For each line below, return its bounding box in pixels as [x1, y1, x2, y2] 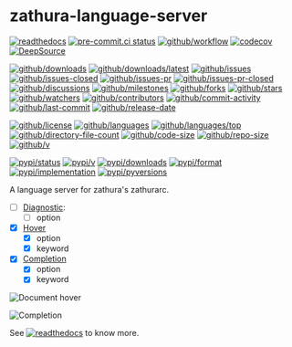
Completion [22, 253, 67, 265]
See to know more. [9, 328, 140, 339]
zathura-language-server [9, 5, 208, 26]
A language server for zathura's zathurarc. [9, 184, 170, 195]
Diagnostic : [22, 202, 66, 213]
